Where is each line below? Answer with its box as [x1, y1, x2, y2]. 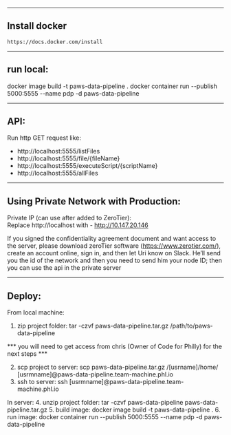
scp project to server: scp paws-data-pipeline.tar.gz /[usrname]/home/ [16, 363, 219, 372]
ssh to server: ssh [16, 378, 68, 386]
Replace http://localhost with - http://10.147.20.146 [7, 221, 149, 229]
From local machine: [7, 308, 65, 317]
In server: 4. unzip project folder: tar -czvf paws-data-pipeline [7, 399, 184, 407]
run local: [7, 63, 49, 76]
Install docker [7, 20, 67, 32]
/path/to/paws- [170, 321, 213, 330]
